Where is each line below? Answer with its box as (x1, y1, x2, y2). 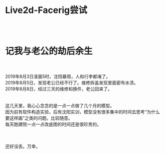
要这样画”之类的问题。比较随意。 (5, 115, 73, 121)
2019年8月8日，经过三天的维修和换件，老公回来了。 (5, 85, 113, 92)
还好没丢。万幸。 (5, 143, 40, 149)
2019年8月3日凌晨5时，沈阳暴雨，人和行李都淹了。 (5, 73, 111, 79)
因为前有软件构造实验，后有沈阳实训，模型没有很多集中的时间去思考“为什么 (5, 109, 161, 115)
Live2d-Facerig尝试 (5, 4, 87, 16)
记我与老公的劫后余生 (5, 46, 93, 57)
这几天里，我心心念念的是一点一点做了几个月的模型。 (5, 102, 115, 108)
